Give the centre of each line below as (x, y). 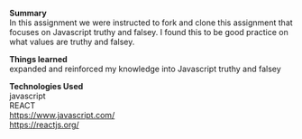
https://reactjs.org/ (44, 125)
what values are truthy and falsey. (72, 42)
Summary (28, 13)
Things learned (38, 59)
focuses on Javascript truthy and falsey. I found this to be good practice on (149, 32)
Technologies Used (46, 86)
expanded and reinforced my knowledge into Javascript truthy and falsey (145, 69)
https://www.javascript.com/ (62, 115)
